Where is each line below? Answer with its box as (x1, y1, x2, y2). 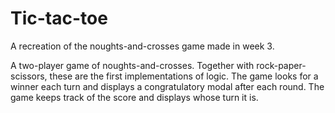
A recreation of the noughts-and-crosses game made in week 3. (10, 40, 275, 52)
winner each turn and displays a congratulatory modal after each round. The (10, 80, 325, 92)
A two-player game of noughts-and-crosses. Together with (10, 59, 255, 71)
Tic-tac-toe (10, 7, 108, 30)
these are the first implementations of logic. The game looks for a (49, 70, 319, 82)
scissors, (10, 70, 48, 82)
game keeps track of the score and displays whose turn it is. (10, 91, 259, 103)
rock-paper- (256, 59, 307, 71)
